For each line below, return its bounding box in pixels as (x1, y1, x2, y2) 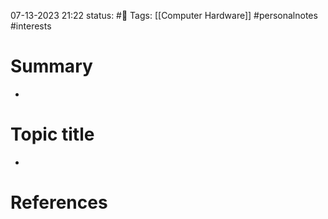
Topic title (10, 123, 95, 146)
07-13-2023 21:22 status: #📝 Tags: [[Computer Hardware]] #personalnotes (10, 10, 318, 21)
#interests (10, 20, 52, 32)
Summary (10, 55, 93, 78)
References (10, 191, 108, 214)
